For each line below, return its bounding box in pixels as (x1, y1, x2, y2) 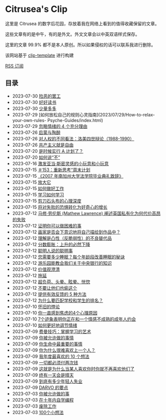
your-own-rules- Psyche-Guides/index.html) (12, 117, 103, 123)
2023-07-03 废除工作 (12, 403, 57, 409)
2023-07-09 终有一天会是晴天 (12, 372, 74, 378)
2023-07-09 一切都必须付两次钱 (12, 359, 78, 365)
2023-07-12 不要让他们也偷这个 (12, 285, 77, 291)
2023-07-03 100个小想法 (12, 409, 64, 415)
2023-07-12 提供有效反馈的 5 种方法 (12, 291, 87, 297)
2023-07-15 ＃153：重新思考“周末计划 (12, 167, 91, 173)
